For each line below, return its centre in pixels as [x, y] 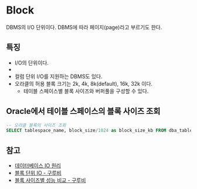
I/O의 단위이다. [31, 63]
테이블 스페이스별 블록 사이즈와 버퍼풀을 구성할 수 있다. [86, 91]
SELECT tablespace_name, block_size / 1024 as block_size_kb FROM [86, 131]
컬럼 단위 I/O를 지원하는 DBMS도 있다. [58, 76]
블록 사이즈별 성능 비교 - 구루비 [50, 180]
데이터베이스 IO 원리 [38, 166]
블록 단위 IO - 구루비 [38, 173]
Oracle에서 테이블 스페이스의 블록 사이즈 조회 [83, 111]
